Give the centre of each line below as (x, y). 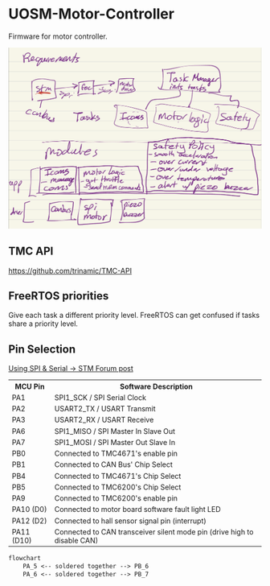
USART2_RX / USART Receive (104, 420)
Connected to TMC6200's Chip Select (118, 487)
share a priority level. (43, 324)
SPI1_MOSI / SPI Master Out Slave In (115, 442)
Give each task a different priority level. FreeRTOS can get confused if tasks (134, 316)
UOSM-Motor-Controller (92, 14)
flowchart (25, 559)
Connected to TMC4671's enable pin (116, 454)
